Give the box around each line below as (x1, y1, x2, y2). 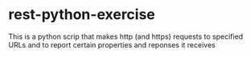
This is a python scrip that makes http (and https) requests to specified (8, 32, 244, 41)
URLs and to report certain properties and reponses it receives (8, 40, 216, 49)
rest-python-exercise (8, 6, 155, 24)
